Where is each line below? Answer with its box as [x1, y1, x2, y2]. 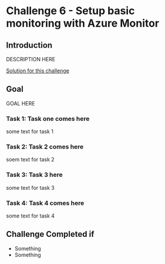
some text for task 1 [6, 128, 54, 135]
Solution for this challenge [6, 67, 69, 74]
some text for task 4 [6, 212, 55, 219]
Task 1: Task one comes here [6, 114, 90, 123]
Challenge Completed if [6, 229, 95, 239]
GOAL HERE [6, 100, 35, 107]
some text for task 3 [6, 184, 55, 191]
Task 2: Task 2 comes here [6, 143, 84, 151]
